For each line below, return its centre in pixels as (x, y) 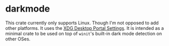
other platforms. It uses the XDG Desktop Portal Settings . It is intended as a (84, 28)
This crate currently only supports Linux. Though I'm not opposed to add (82, 23)
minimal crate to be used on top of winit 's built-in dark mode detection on (84, 33)
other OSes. (18, 39)
